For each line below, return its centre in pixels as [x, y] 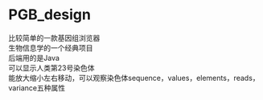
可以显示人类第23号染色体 [51, 68]
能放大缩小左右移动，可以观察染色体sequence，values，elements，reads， [134, 78]
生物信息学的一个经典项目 [51, 48]
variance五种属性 [37, 88]
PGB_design [49, 15]
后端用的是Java [34, 58]
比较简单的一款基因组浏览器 [54, 38]
